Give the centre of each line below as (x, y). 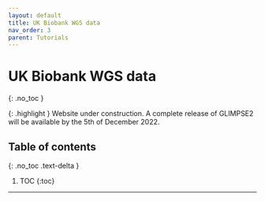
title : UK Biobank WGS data (54, 23)
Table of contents (52, 147)
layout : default (35, 15)
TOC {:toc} (37, 181)
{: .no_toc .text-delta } (44, 166)
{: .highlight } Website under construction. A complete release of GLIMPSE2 (131, 114)
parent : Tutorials (38, 37)
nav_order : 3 (30, 30)
